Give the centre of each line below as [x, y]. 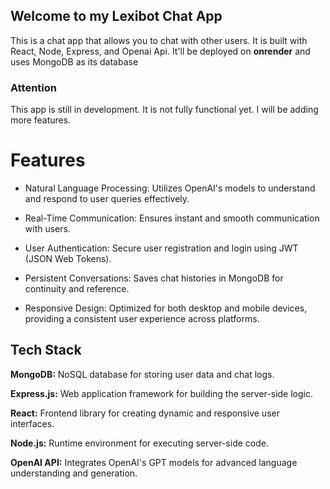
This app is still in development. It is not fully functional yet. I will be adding [164, 110]
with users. [47, 229]
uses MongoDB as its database [74, 61]
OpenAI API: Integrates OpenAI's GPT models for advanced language [154, 462]
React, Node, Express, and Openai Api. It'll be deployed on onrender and [160, 51]
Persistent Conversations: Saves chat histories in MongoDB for [154, 278]
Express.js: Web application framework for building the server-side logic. [161, 393]
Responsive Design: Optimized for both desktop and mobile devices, [166, 308]
